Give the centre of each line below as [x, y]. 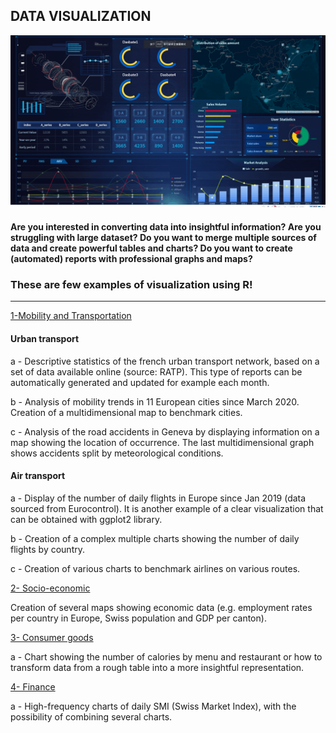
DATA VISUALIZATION [81, 16]
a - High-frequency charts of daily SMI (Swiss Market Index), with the [153, 706]
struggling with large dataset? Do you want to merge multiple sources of [163, 238]
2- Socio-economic [50, 588]
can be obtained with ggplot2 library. [86, 519]
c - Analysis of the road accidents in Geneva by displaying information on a [165, 431]
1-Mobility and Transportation [71, 316]
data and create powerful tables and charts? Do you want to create [151, 248]
